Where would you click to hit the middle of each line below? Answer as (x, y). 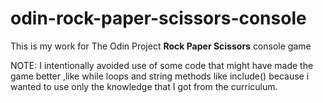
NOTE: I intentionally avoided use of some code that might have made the (162, 65)
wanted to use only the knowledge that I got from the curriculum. (144, 86)
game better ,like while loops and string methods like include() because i (160, 76)
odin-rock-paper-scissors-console (158, 18)
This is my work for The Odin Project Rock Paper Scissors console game (161, 46)
